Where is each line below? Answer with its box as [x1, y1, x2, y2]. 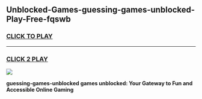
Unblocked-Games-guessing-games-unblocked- [6, 5, 195, 15]
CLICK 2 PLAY [6, 55, 48, 63]
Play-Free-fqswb [6, 14, 71, 25]
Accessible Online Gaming [6, 86, 74, 93]
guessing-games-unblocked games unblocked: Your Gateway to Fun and [6, 79, 193, 86]
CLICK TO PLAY [6, 32, 53, 41]
